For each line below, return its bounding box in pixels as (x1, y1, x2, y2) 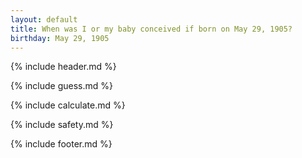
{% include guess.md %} (10, 80, 113, 92)
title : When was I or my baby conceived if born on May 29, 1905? (10, 24, 293, 34)
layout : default (10, 14, 78, 25)
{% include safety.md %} (10, 119, 114, 131)
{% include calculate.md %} (10, 99, 126, 111)
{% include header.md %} (10, 61, 117, 73)
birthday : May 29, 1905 (10, 33, 110, 43)
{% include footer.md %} (10, 138, 113, 150)
